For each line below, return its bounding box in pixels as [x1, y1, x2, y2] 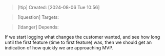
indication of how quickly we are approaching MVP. [5, 45, 114, 50]
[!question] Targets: [17, 14, 59, 20]
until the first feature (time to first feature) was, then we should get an [5, 39, 152, 45]
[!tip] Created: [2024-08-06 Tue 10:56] [17, 5, 100, 10]
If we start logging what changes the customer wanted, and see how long [5, 34, 160, 40]
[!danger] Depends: [17, 24, 59, 30]
